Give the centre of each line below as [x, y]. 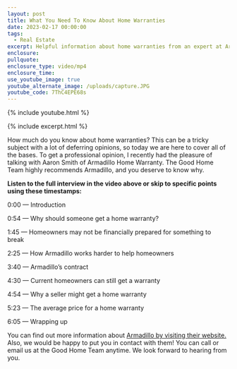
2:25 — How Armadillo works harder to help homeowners [91, 253]
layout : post [26, 14]
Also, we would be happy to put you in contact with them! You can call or [113, 343]
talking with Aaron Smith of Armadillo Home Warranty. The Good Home [110, 162]
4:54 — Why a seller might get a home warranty [77, 294]
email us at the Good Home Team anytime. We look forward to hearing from [117, 351]
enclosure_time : [31, 73]
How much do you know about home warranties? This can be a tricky [108, 140]
